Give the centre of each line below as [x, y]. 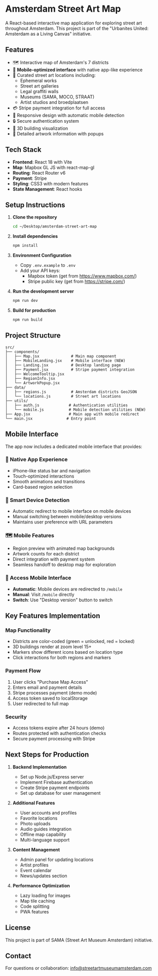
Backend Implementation [39, 767]
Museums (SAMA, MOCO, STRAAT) [57, 97]
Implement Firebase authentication [56, 782]
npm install [25, 246]
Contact [18, 956]
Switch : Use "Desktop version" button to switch [63, 600]
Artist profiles [34, 865]
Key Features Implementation [53, 616]
